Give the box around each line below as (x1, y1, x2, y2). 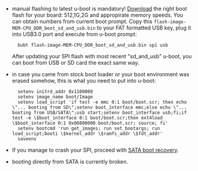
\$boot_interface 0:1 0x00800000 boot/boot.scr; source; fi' (11, 120, 169, 126)
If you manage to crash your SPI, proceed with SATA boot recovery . (11, 146, 179, 154)
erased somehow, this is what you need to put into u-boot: (11, 77, 156, 84)
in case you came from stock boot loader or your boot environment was (11, 71, 190, 77)
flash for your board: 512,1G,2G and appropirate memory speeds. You (11, 11, 184, 19)
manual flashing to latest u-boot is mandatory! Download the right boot (11, 5, 187, 12)
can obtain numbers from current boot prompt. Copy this (11, 18, 153, 25)
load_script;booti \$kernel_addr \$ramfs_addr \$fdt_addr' (11, 131, 163, 137)
